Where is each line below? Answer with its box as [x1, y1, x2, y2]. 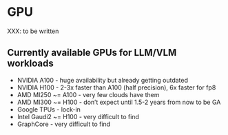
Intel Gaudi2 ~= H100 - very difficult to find [17, 112, 140, 121]
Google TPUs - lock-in [17, 105, 81, 114]
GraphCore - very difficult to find [17, 120, 111, 128]
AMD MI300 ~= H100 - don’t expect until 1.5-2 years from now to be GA [17, 98, 221, 106]
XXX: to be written [7, 27, 59, 35]
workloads [7, 58, 54, 70]
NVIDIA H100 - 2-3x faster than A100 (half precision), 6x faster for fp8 [17, 83, 216, 92]
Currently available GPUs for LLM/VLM [7, 47, 177, 59]
